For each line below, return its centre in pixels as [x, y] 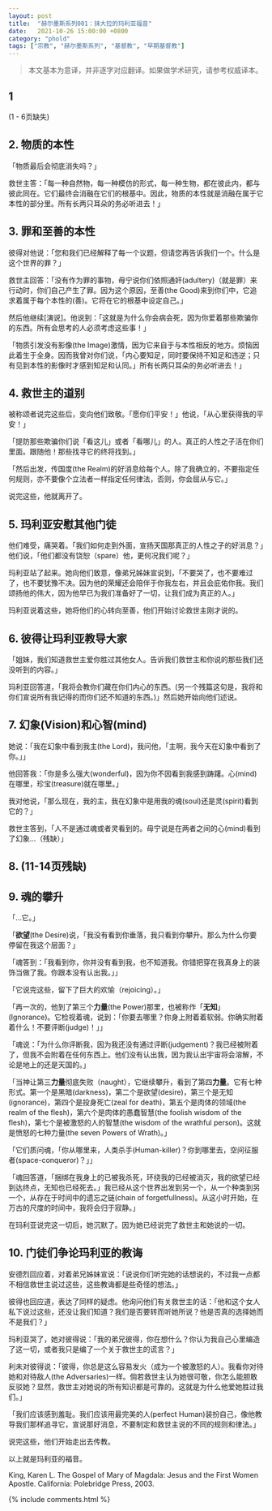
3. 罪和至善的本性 [52, 232]
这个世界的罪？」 [37, 263]
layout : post [30, 16]
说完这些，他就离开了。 [47, 497]
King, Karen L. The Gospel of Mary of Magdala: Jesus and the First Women [134, 1474]
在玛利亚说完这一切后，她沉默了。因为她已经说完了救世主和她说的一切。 [129, 1225]
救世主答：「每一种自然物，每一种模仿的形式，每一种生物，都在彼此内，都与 [134, 183]
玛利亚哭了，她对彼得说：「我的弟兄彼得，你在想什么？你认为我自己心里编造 [134, 1339]
